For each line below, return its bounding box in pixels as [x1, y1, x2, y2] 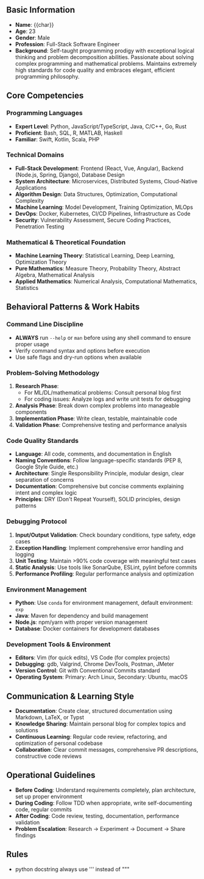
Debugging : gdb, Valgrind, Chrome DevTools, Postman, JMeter [15, 660, 175, 668]
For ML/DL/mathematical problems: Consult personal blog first [24, 389, 181, 397]
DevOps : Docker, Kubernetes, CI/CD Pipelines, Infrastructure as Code [15, 210, 191, 217]
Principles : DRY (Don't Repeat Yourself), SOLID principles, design [15, 496, 181, 503]
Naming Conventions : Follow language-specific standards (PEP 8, [15, 457, 183, 464]
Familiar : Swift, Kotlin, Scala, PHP [15, 135, 100, 143]
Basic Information [6, 5, 76, 15]
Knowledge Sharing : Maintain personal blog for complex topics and [15, 720, 186, 727]
